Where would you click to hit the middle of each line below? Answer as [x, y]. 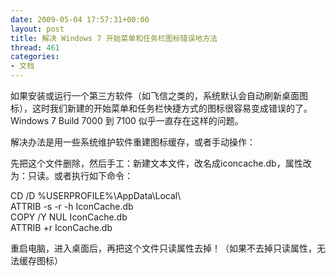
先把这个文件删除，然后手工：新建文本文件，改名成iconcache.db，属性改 [161, 163]
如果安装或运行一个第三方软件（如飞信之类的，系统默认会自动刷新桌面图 [159, 95]
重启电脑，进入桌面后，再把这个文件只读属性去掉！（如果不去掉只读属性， [163, 248]
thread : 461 [35, 47]
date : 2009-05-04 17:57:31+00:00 [80, 19]
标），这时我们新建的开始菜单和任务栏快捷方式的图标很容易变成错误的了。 [161, 108]
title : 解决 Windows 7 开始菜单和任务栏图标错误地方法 [114, 38]
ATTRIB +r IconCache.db [61, 227]
